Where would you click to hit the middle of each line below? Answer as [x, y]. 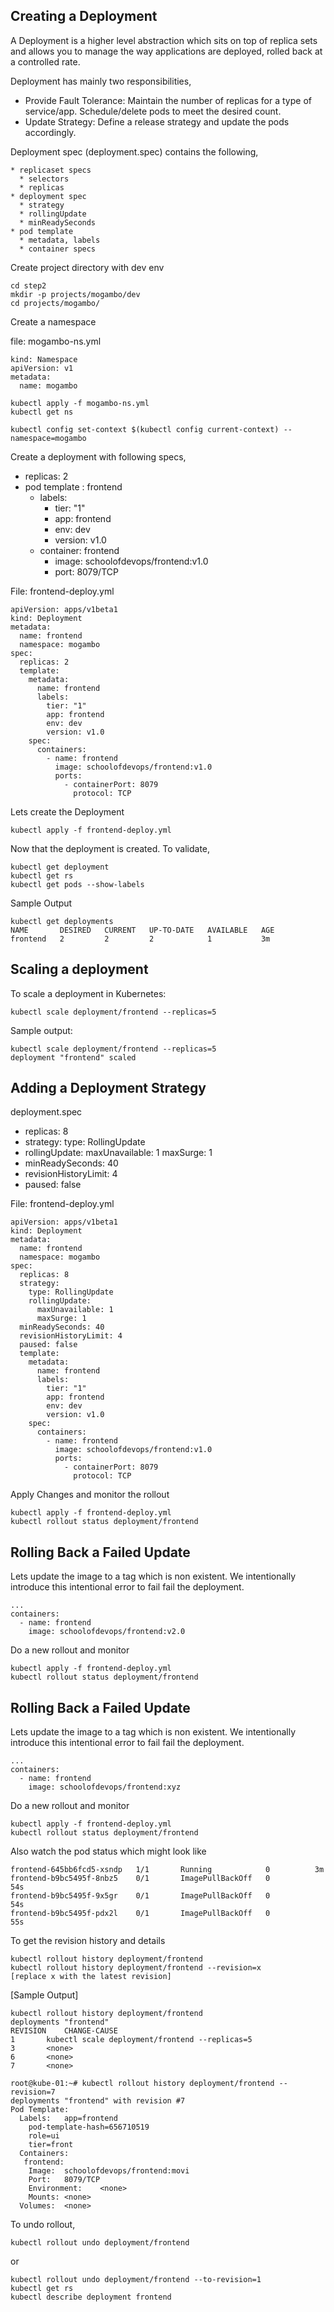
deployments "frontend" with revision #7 [98, 2101]
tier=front [51, 2145]
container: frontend [79, 550]
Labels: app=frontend [68, 2119]
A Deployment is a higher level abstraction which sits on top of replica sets [164, 40]
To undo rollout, [43, 2225]
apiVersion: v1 [42, 368]
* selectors [44, 179]
